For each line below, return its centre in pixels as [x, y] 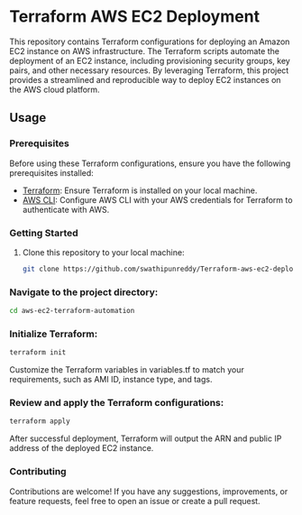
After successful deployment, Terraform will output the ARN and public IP [146, 438]
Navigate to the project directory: [84, 292]
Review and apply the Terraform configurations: [117, 403]
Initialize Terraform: [54, 334]
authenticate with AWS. [66, 209]
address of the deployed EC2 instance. [82, 448]
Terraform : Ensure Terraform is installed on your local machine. [140, 190]
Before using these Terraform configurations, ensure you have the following [150, 163]
